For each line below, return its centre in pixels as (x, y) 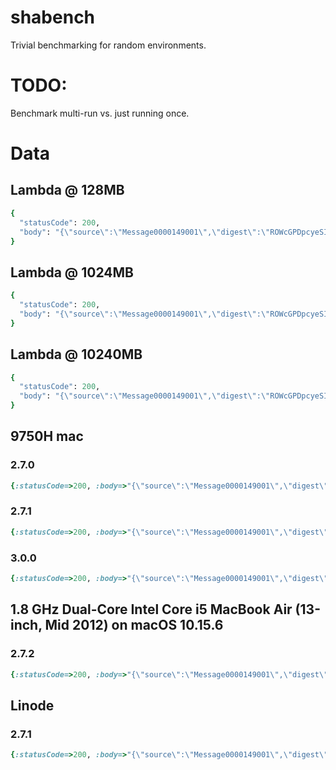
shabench (53, 17)
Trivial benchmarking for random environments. (108, 45)
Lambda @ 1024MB (72, 272)
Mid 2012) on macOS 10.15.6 (134, 625)
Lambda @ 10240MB (76, 354)
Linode (32, 705)
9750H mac (47, 436)
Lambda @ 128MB (67, 190)
